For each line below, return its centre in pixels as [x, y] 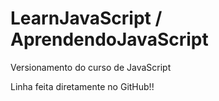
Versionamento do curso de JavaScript [91, 67]
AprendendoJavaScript [109, 39]
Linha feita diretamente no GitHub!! [82, 86]
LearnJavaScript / [86, 18]
